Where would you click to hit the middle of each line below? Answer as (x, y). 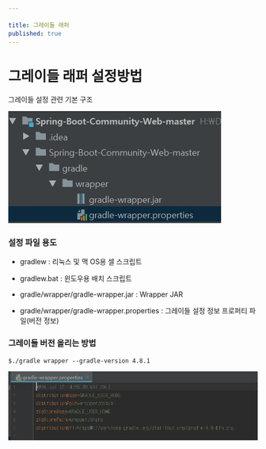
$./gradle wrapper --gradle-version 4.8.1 (79, 361)
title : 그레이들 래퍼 (39, 25)
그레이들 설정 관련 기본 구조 (51, 100)
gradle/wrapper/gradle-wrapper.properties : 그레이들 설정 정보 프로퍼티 (133, 310)
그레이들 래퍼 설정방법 (75, 76)
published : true (35, 33)
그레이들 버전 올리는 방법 (52, 343)
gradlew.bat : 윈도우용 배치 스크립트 (76, 278)
